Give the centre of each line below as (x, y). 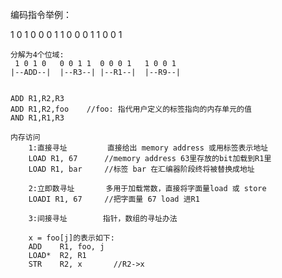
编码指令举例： (41, 14)
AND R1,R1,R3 (37, 118)
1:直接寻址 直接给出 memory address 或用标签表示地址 (148, 148)
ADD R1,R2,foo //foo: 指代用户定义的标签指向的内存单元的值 (131, 109)
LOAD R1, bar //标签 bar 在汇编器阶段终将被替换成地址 (141, 169)
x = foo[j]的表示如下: (71, 238)
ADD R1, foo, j (66, 247)
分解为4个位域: (37, 55)
